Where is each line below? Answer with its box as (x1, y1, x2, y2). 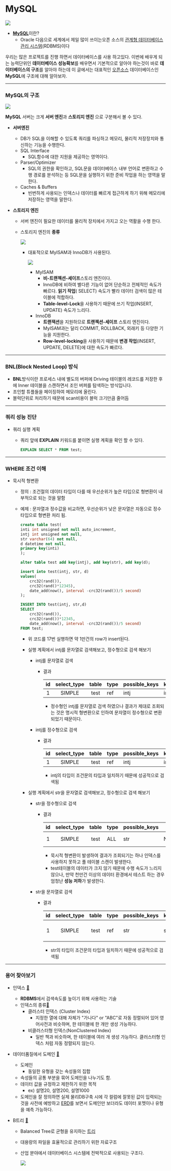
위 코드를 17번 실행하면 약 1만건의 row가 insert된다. (27, 636, 130, 642)
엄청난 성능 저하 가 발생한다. (50, 878, 105, 884)
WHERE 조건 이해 (5, 465, 46, 472)
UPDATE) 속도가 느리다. (43, 307, 91, 313)
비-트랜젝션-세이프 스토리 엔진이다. (43, 275, 112, 281)
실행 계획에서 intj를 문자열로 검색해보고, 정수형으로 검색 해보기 (27, 646, 151, 653)
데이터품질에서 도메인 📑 (12, 1051, 60, 1057)
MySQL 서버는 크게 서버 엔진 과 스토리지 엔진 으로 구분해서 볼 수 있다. (5, 114, 142, 120)
